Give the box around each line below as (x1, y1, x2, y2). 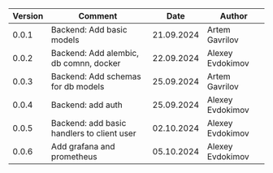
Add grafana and (51, 141, 115, 152)
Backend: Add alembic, (51, 48, 140, 58)
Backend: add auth (51, 99, 123, 110)
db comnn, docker (51, 58, 121, 68)
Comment (78, 11, 118, 21)
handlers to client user (51, 128, 136, 139)
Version (12, 11, 44, 21)
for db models (51, 81, 105, 92)
